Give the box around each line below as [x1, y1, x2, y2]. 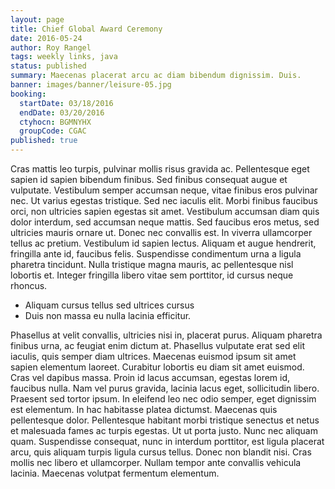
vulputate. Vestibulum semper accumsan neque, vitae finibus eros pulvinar [10, 184, 318, 196]
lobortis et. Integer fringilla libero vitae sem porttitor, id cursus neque [10, 269, 294, 281]
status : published [10, 61, 87, 71]
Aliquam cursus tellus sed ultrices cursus [24, 299, 195, 311]
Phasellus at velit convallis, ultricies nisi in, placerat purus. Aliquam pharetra [10, 329, 323, 341]
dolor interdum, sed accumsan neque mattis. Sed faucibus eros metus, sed [10, 216, 320, 228]
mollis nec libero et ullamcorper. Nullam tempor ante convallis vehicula [10, 457, 302, 468]
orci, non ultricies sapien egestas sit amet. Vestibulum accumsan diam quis [10, 206, 320, 217]
